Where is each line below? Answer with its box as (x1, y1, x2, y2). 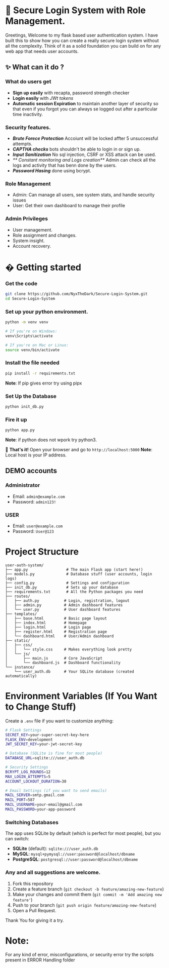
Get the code (5, 280, 38, 287)
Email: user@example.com (12, 523, 63, 529)
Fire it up (5, 416, 27, 423)
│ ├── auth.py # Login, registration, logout (5, 598, 130, 603)
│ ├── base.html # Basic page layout (5, 615, 107, 621)
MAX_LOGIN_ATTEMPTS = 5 (5, 774, 51, 779)
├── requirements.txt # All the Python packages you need (5, 589, 143, 594)
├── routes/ (5, 594, 30, 599)
